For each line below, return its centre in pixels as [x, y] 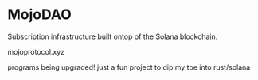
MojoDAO [40, 15]
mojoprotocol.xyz [36, 51]
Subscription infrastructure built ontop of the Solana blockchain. [113, 36]
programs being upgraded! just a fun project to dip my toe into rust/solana [129, 67]
